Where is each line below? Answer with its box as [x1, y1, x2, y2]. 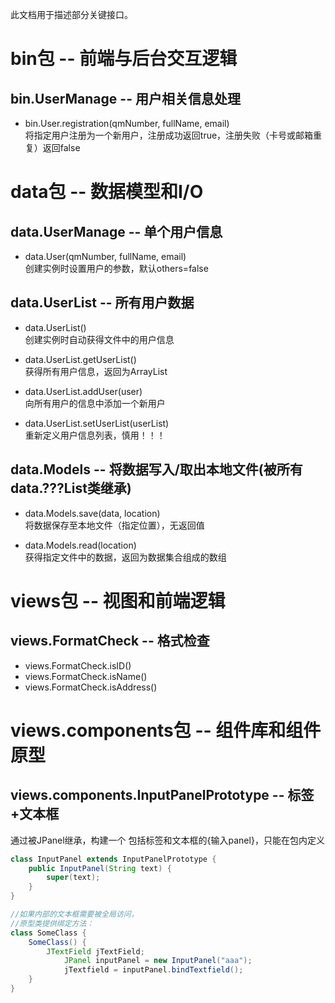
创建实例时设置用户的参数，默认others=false [24, 263, 209, 274]
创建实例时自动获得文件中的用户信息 [24, 333, 175, 345]
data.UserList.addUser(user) [24, 385, 143, 397]
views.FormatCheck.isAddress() [24, 681, 158, 693]
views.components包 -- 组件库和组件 [10, 719, 322, 742]
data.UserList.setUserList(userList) [24, 417, 170, 429]
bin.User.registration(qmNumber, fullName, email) [24, 118, 230, 129]
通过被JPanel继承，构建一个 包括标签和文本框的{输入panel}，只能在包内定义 [10, 834, 325, 846]
